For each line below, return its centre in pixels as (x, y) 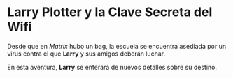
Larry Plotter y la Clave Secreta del (110, 12)
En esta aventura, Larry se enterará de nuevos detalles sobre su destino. (112, 67)
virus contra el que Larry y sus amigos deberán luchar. (86, 54)
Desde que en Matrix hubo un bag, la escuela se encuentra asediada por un (116, 46)
